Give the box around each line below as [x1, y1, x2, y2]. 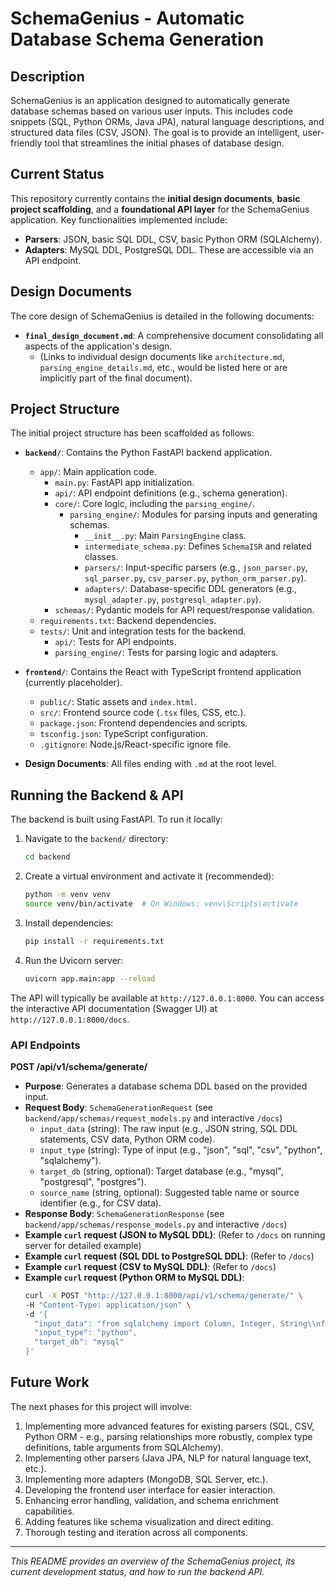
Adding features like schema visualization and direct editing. [24, 1515, 274, 1527]
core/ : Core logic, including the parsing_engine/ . [54, 498, 256, 510]
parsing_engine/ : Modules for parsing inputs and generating [69, 508, 318, 521]
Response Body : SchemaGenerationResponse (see [24, 1207, 225, 1219]
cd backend [24, 852, 71, 862]
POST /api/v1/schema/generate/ [10, 1060, 148, 1072]
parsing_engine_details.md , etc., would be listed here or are [39, 361, 288, 373]
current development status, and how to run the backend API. [10, 1565, 265, 1577]
